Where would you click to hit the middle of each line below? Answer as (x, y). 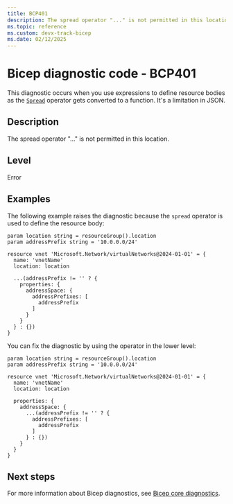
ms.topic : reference (37, 26)
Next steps (31, 477)
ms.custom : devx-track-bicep (49, 33)
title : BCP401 (28, 14)
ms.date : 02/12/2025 (37, 40)
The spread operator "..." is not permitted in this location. (88, 139)
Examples (29, 199)
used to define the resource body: (56, 223)
